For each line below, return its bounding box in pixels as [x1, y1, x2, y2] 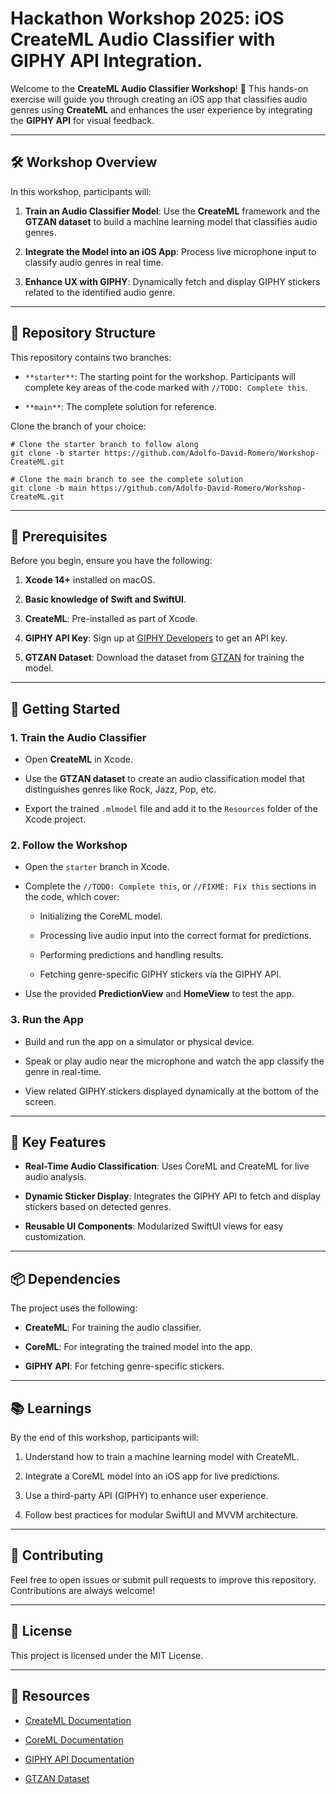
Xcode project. [24, 813, 87, 826]
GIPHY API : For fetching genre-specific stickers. [24, 1360, 225, 1372]
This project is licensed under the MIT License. [10, 1649, 204, 1661]
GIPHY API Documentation [24, 1753, 135, 1765]
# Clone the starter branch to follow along [10, 439, 199, 449]
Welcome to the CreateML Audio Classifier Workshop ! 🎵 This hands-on [10, 82, 309, 94]
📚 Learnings [10, 1400, 92, 1417]
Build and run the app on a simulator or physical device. [24, 1035, 255, 1047]
